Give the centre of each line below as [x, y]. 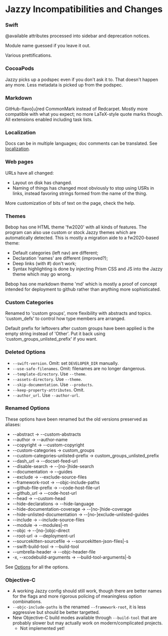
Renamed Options [28, 408]
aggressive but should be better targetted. [56, 612]
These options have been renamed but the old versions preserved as [76, 419]
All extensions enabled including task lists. [49, 120]
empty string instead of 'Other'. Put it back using [55, 334]
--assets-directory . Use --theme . [47, 379]
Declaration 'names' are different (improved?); [60, 258]
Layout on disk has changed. [42, 183]
